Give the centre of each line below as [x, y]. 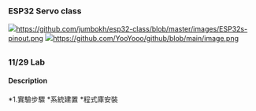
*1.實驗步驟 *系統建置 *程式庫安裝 [63, 99]
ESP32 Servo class [45, 11]
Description [28, 81]
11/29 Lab [27, 62]
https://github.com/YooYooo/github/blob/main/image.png [145, 39]
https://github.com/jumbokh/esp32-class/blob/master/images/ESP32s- [132, 29]
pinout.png [26, 39]
